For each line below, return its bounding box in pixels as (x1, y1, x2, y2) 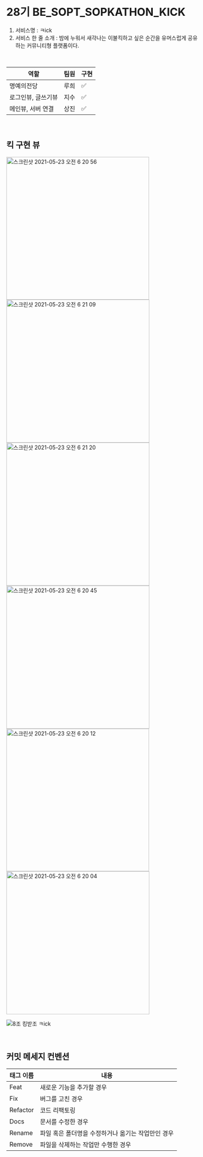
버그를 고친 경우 (39, 1095, 83, 1103)
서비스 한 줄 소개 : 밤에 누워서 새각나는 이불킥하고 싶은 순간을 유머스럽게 (15, 34, 186, 42)
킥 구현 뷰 (6, 140, 40, 151)
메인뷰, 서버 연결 (9, 104, 54, 113)
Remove (9, 1140, 33, 1148)
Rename (9, 1128, 34, 1137)
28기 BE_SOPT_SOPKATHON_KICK (6, 6, 186, 19)
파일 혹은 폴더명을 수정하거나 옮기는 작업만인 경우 (39, 1129, 174, 1137)
